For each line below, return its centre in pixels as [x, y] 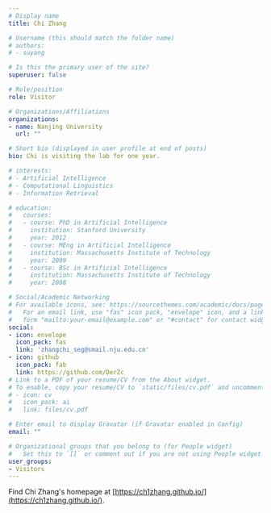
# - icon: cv [30, 395]
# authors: [27, 45]
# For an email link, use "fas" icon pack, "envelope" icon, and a [128, 312]
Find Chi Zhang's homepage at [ [62, 492]
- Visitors [27, 469]
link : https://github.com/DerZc [70, 372]
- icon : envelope [38, 335]
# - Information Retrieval [54, 193]
